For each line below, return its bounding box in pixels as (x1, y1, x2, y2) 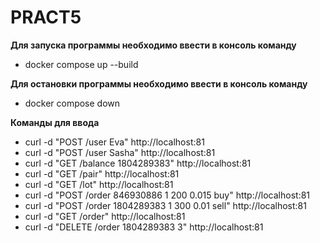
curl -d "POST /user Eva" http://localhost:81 (24, 136, 205, 148)
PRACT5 (10, 6, 82, 29)
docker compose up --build (24, 58, 139, 70)
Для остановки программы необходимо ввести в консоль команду (10, 77, 308, 90)
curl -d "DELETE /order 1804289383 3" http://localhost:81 (24, 221, 264, 233)
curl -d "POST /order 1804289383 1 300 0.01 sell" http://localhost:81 (24, 199, 307, 211)
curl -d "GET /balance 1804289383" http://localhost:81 (24, 157, 252, 169)
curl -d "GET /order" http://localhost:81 (24, 210, 186, 222)
